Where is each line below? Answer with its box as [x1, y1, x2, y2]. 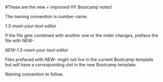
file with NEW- [5, 38, 34, 43]
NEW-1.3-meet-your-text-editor [5, 47, 68, 53]
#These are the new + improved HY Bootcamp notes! [5, 4, 112, 10]
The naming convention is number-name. [5, 14, 88, 19]
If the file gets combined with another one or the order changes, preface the [5, 33, 159, 38]
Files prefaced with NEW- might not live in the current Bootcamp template [5, 57, 154, 62]
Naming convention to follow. [5, 71, 64, 77]
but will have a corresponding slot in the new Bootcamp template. [5, 62, 137, 67]
